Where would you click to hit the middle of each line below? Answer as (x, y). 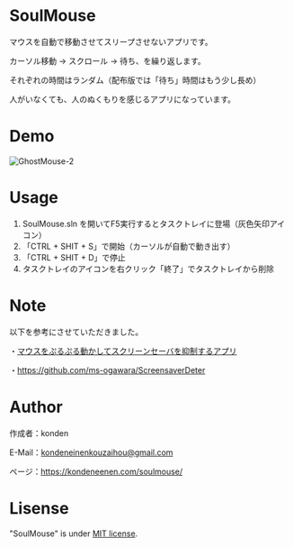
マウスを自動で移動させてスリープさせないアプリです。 (111, 41)
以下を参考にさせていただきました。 (76, 332)
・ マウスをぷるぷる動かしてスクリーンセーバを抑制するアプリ (123, 351)
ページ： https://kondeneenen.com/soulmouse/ (96, 471)
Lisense (39, 508)
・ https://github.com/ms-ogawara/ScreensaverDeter (107, 369)
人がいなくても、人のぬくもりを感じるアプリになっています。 (123, 99)
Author (36, 407)
